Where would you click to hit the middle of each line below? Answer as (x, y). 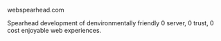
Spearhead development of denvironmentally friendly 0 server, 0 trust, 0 (110, 23)
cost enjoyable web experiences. (54, 30)
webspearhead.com (36, 10)
